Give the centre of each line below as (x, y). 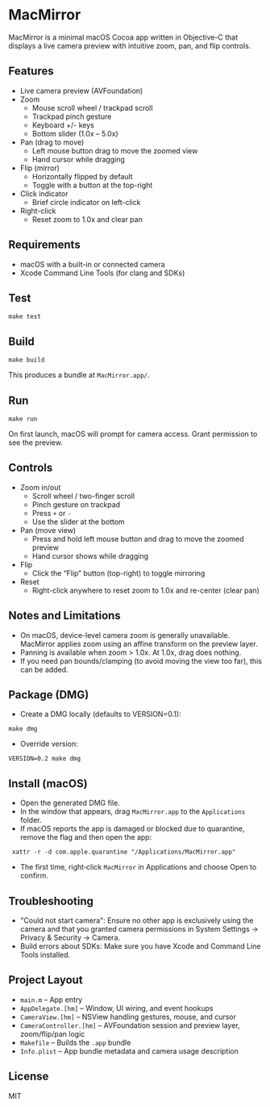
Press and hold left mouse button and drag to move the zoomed (138, 539)
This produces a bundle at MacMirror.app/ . (79, 375)
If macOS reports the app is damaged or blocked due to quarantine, (132, 828)
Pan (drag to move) (52, 142)
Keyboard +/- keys (63, 125)
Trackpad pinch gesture (72, 116)
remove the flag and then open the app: (86, 837)
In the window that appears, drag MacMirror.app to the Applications (133, 811)
